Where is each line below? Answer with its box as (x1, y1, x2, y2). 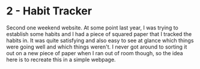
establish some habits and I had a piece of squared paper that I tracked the (6, 30, 192, 37)
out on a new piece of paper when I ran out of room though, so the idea (6, 49, 183, 56)
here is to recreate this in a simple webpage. (6, 56, 116, 63)
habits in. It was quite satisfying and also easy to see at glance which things (6, 37, 194, 44)
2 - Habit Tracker (6, 4, 92, 18)
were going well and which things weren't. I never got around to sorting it (6, 43, 187, 50)
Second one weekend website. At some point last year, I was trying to (6, 24, 179, 31)
